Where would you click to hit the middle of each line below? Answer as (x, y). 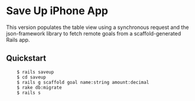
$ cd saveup (31, 77)
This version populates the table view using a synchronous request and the (97, 27)
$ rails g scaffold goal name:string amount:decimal (83, 82)
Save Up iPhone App (57, 11)
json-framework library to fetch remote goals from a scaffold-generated (94, 33)
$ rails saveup (35, 72)
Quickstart (26, 58)
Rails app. (18, 40)
